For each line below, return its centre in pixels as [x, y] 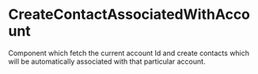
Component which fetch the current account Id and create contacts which [129, 53]
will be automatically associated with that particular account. [107, 61]
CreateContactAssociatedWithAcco [129, 15]
